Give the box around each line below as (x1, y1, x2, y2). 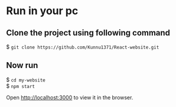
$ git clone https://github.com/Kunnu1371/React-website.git (6, 43, 159, 50)
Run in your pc (6, 4, 79, 18)
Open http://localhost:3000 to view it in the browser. (6, 93, 133, 101)
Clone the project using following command (6, 28, 170, 38)
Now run (6, 60, 38, 70)
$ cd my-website (6, 76, 45, 83)
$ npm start (6, 82, 35, 89)
